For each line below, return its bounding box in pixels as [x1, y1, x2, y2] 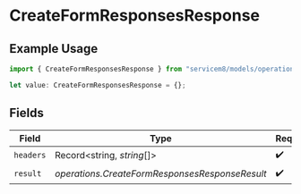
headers [13, 150, 47, 161]
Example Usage [9, 41, 99, 56]
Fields [9, 105, 45, 121]
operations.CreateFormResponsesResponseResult [55, 167, 267, 180]
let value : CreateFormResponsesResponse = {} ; [9, 80, 186, 89]
